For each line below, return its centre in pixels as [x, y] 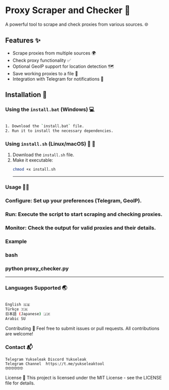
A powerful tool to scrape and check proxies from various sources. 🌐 [77, 24]
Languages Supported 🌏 [36, 288]
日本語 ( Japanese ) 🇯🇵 [28, 314]
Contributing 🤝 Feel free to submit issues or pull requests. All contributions [82, 328]
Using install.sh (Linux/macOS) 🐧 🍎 [50, 144]
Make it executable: [33, 160]
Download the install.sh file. [43, 155]
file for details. [20, 383]
